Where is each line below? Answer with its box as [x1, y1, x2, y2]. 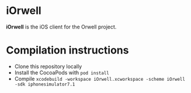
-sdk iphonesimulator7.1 [14, 81, 75, 87]
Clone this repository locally [14, 63, 82, 70]
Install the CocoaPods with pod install [14, 69, 109, 76]
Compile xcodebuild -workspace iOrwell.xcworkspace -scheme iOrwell [14, 75, 186, 82]
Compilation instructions [6, 44, 129, 57]
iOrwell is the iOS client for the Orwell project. [6, 23, 117, 30]
